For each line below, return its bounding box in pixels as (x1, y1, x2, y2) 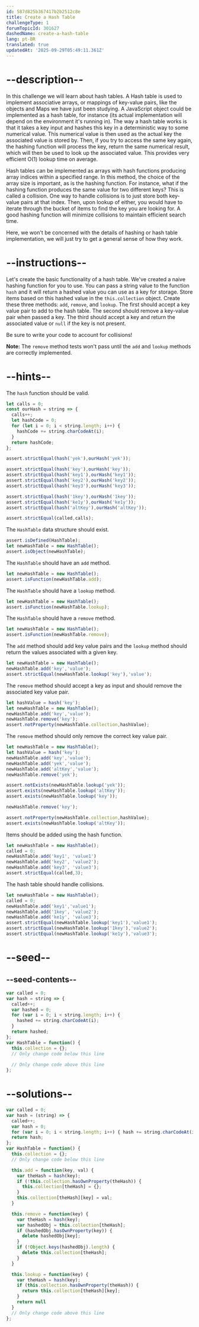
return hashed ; (11, 1029, 49, 1035)
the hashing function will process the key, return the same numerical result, (6, 143, 190, 150)
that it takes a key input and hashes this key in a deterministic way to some (6, 124, 188, 131)
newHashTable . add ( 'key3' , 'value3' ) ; (6, 864, 99, 871)
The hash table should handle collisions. (6, 880, 104, 887)
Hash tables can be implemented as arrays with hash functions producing (6, 167, 187, 174)
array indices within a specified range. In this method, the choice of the (6, 173, 180, 180)
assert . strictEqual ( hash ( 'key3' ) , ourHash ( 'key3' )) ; (6, 483, 136, 489)
